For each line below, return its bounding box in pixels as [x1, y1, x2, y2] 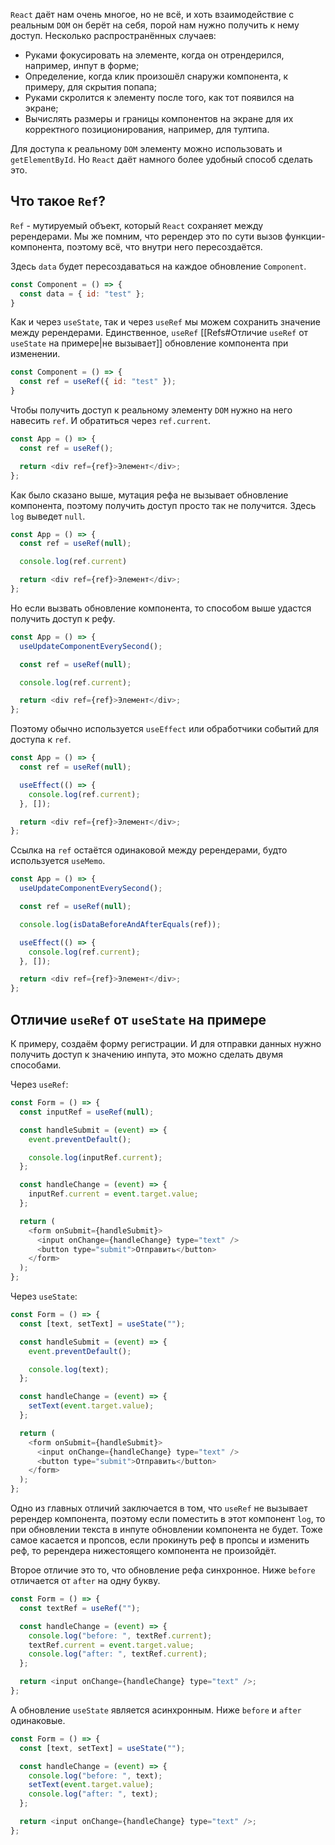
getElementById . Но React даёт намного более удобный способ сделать [10, 154, 313, 165]
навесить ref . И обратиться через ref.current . [10, 415, 212, 427]
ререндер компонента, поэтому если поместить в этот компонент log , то [10, 1513, 326, 1524]
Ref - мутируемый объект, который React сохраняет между [10, 219, 264, 231]
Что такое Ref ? [10, 193, 106, 210]
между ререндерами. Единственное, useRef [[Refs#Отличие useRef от [10, 327, 309, 339]
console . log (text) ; [28, 1364, 110, 1374]
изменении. [10, 348, 61, 360]
